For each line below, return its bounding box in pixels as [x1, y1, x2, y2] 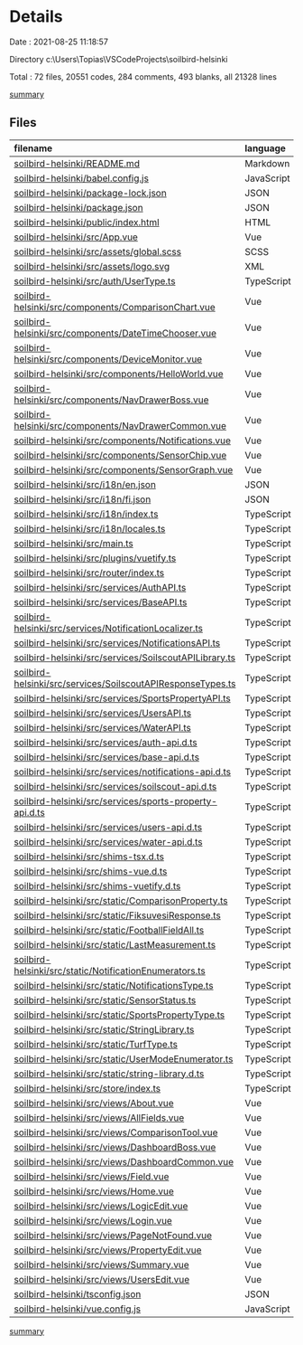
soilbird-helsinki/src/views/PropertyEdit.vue [14, 1244, 202, 1256]
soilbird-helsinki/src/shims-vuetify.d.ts [14, 879, 181, 892]
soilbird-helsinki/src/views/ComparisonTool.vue [14, 1126, 218, 1139]
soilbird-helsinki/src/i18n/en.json [14, 478, 156, 490]
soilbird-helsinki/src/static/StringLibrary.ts [14, 1023, 195, 1036]
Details [9, 6, 63, 27]
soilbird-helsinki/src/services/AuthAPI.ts [14, 581, 187, 593]
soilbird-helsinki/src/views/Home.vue [14, 1185, 174, 1198]
